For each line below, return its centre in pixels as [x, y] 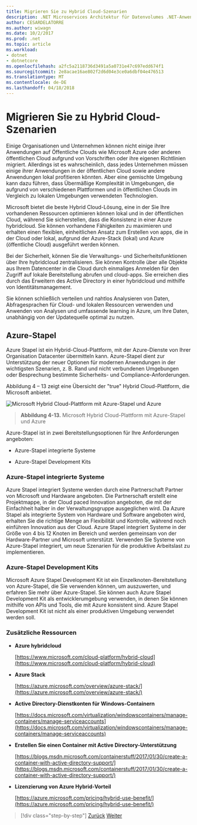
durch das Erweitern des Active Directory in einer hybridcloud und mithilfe [96, 281]
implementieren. [26, 552]
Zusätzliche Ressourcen [42, 633]
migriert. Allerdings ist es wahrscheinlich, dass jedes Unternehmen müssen [97, 164]
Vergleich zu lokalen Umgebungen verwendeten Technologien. [82, 196]
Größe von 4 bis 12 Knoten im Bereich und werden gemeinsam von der [91, 533]
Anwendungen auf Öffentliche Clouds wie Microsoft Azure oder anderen [94, 152]
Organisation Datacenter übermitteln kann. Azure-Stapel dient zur [86, 356]
